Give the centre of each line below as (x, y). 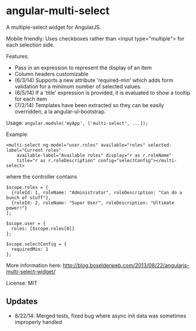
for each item (31, 99)
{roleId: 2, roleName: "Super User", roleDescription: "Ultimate (93, 203)
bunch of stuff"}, (28, 198)
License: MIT (22, 283)
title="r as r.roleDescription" (56, 160)
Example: (17, 134)
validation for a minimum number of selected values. (78, 86)
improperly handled (38, 322)
